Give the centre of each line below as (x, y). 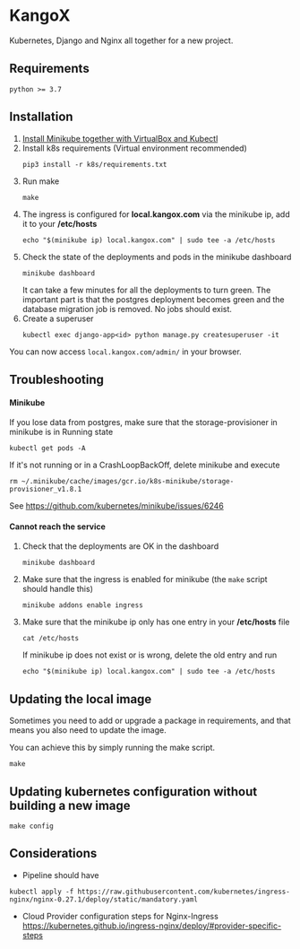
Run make (41, 181)
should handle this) (58, 589)
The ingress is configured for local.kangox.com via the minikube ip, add (156, 214)
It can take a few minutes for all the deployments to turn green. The (146, 290)
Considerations (53, 853)
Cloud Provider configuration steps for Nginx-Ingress (120, 916)
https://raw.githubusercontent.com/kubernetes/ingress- (184, 892)
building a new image (70, 805)
